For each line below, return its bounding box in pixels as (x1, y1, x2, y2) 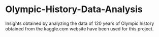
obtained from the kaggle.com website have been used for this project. (5, 25, 154, 31)
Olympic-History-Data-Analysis (5, 4, 143, 15)
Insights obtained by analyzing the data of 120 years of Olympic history (5, 20, 154, 26)
